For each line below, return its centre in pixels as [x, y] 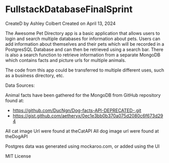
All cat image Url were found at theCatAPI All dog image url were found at [82, 131]
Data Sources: [20, 85]
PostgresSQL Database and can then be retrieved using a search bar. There [84, 49]
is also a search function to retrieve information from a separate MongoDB [83, 55]
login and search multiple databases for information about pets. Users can [83, 39]
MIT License [18, 156]
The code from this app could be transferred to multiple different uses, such [85, 70]
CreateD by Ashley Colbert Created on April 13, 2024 [60, 23]
